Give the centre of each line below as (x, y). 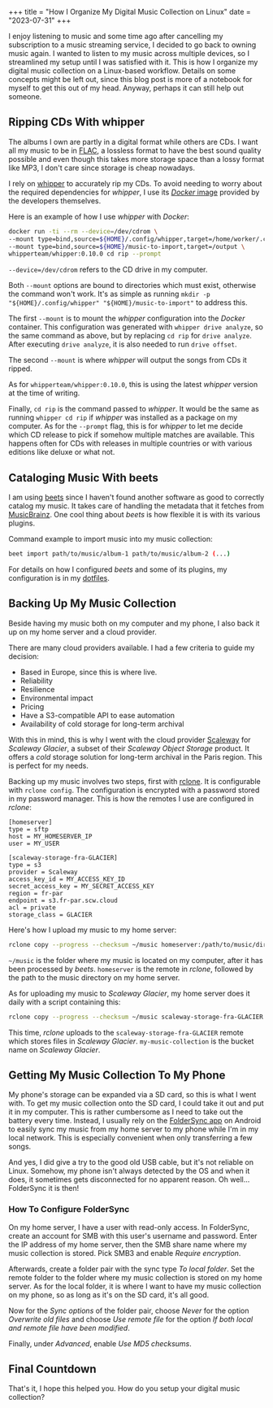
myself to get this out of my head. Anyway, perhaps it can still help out (126, 88)
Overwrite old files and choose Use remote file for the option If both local (131, 1319)
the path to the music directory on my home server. (94, 977)
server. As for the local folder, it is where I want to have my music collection (135, 1286)
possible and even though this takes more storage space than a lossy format (136, 159)
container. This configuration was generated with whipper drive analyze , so (136, 327)
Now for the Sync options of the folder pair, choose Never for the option (129, 1310)
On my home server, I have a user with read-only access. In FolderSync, (129, 1227)
